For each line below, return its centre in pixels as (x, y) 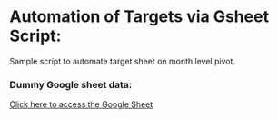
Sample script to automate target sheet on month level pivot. (123, 61)
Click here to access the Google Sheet (81, 104)
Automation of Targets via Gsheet (139, 17)
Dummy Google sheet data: (71, 84)
